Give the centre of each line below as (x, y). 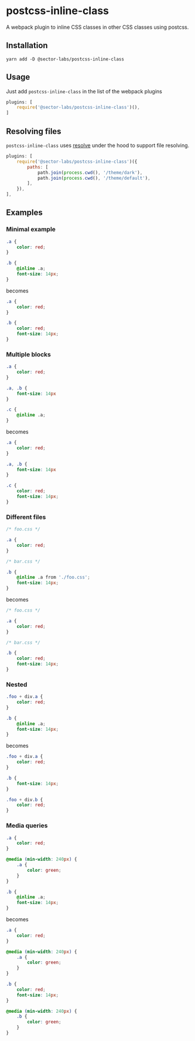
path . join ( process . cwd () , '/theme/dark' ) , (90, 172)
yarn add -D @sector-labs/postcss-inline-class (65, 59)
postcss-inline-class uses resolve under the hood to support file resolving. (98, 145)
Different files (26, 517)
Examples (24, 213)
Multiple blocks (28, 354)
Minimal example (31, 229)
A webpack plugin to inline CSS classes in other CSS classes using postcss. (97, 27)
